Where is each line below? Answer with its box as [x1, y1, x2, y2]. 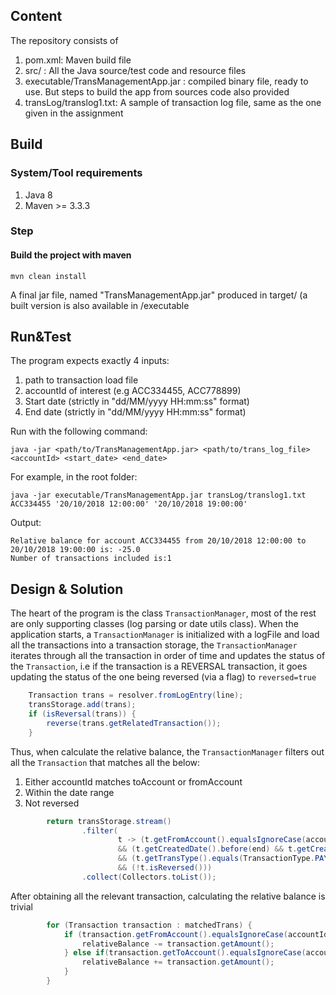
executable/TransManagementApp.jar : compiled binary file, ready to [24, 75, 309, 87]
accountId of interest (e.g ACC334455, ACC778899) [24, 385, 242, 397]
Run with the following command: [10, 425, 148, 438]
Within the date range [24, 786, 115, 798]
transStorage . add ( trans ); [28, 700, 137, 710]
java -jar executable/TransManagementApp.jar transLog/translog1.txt [10, 490, 307, 501]
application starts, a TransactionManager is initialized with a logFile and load [10, 629, 320, 641]
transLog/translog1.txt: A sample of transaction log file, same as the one [24, 96, 322, 108]
